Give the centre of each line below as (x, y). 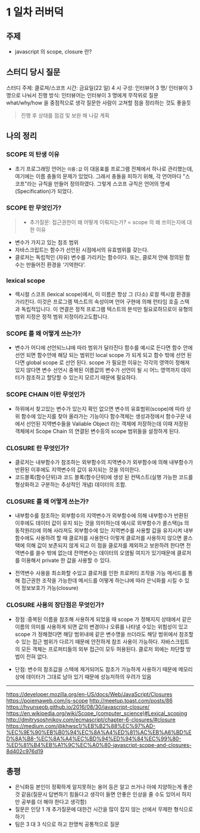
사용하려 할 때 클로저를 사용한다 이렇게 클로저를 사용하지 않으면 (109, 538)
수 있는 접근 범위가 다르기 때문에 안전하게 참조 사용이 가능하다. (87, 641)
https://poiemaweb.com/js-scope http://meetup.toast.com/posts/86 (89, 700)
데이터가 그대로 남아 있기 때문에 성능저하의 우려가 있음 (89, 677)
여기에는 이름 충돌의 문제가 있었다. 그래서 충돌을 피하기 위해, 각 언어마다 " (100, 176)
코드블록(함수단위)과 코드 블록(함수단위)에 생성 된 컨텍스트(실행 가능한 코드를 (104, 477)
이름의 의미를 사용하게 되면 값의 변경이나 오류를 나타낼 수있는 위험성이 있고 (101, 626)
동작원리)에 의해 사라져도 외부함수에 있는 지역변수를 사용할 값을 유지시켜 (99, 531)
